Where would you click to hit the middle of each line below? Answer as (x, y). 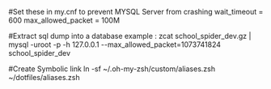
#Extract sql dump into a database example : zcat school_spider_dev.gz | (130, 36)
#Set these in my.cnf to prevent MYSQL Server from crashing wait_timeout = (136, 12)
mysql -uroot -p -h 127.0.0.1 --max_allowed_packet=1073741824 (114, 44)
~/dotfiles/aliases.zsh (44, 77)
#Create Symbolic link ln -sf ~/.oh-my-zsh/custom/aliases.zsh (112, 69)
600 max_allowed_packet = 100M (64, 20)
